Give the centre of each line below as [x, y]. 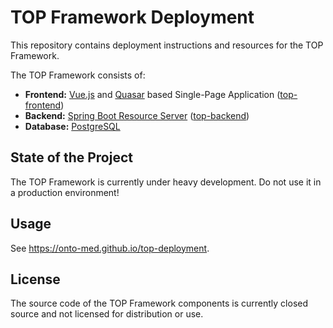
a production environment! [65, 192]
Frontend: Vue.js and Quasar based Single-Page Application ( [152, 94]
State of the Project [71, 157]
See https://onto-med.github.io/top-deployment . [110, 248]
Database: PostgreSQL [72, 126]
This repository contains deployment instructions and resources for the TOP [167, 45]
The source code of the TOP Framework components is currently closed [159, 303]
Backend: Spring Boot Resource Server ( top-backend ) [137, 115]
